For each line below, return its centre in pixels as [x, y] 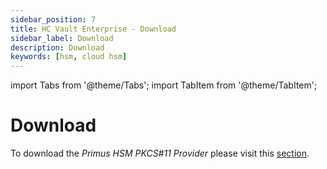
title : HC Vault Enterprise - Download [93, 29]
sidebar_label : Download [62, 38]
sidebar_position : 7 [53, 19]
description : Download [57, 47]
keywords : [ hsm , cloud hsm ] [69, 57]
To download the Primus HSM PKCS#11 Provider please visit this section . [160, 153]
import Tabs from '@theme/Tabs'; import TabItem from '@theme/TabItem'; [164, 85]
